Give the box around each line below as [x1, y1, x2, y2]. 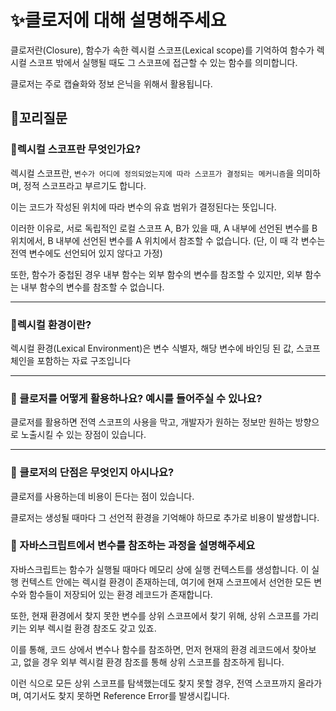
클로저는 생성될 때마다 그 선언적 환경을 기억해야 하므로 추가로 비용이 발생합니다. [10, 511, 320, 523]
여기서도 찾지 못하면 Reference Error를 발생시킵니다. [23, 689, 230, 701]
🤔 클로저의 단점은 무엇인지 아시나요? [10, 466, 175, 480]
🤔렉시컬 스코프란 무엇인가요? [10, 142, 142, 156]
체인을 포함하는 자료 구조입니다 [10, 354, 132, 366]
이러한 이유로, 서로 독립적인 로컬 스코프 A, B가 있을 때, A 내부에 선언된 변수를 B [10, 222, 318, 234]
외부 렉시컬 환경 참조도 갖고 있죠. [28, 622, 157, 634]
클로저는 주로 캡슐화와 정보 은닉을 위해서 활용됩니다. [10, 77, 213, 90]
